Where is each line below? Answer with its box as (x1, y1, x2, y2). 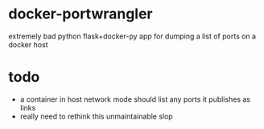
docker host (8, 39, 48, 49)
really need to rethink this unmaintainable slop (19, 111, 173, 121)
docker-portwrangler (8, 5, 153, 23)
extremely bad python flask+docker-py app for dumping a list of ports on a (8, 31, 256, 41)
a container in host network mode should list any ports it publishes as (19, 94, 251, 104)
